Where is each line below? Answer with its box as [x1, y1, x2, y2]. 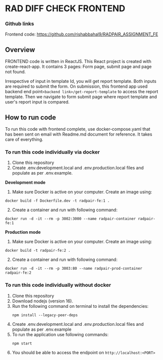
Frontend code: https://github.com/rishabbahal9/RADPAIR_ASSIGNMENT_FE [5, 31, 158, 37]
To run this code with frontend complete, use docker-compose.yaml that [5, 126, 151, 132]
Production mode [5, 229, 41, 235]
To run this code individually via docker [5, 149, 100, 156]
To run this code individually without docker [5, 281, 111, 288]
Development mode [5, 180, 46, 185]
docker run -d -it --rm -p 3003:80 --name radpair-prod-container [5, 266, 143, 271]
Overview [5, 45, 36, 54]
